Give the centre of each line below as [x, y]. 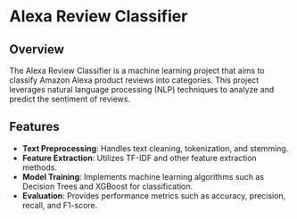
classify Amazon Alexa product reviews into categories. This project [134, 80]
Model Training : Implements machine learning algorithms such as [143, 176]
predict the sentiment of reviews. [70, 99]
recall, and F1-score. [60, 205]
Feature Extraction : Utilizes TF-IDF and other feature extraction [139, 158]
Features [34, 127]
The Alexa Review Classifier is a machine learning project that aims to [137, 70]
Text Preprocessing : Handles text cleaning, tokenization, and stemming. [155, 148]
